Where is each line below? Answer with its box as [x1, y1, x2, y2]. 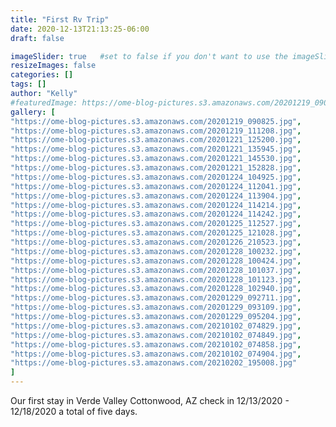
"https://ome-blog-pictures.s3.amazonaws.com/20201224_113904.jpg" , [10, 191, 302, 201]
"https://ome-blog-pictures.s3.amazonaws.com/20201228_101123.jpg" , [10, 274, 302, 285]
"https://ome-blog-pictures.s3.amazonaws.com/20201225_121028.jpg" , [10, 228, 302, 238]
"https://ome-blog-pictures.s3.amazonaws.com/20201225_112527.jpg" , [10, 219, 302, 229]
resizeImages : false [10, 61, 97, 71]
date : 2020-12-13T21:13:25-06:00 [10, 24, 150, 34]
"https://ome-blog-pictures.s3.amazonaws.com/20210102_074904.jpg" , [10, 349, 302, 359]
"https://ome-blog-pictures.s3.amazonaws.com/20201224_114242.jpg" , [10, 209, 302, 220]
